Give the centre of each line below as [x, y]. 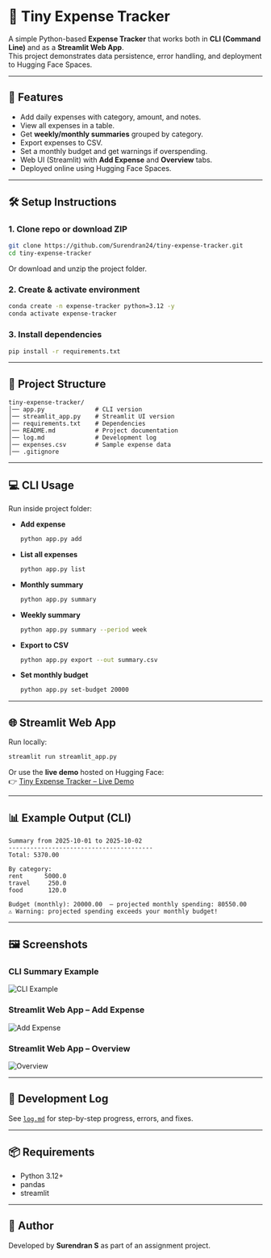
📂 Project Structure [57, 383]
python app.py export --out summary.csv [89, 660]
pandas [33, 1184]
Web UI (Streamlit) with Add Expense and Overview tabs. [116, 160]
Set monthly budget [54, 675]
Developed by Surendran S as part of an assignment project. [110, 1245]
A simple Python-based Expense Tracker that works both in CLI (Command [135, 39]
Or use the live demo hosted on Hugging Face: [86, 772]
